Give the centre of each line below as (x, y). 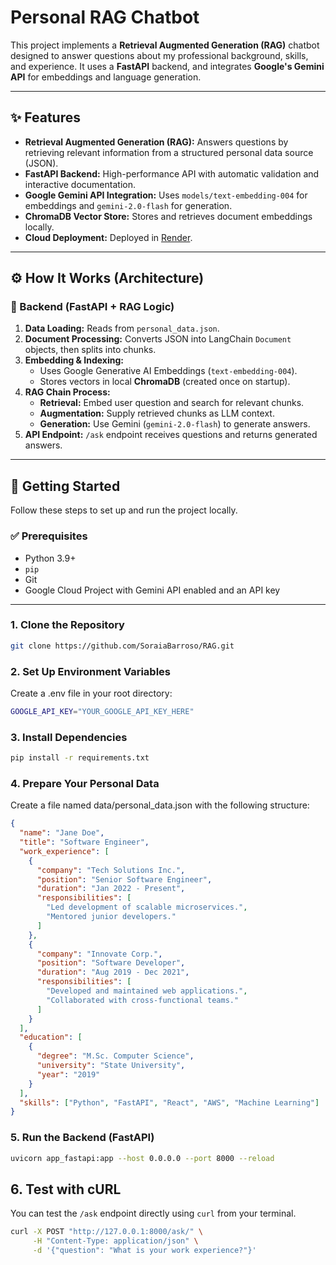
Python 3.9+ (50, 558)
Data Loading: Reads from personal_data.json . (122, 328)
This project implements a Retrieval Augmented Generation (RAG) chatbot (165, 45)
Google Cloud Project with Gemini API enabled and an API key (152, 590)
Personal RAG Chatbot (105, 17)
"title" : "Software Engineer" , (84, 842)
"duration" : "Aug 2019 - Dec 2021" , (113, 972)
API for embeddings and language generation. (106, 77)
